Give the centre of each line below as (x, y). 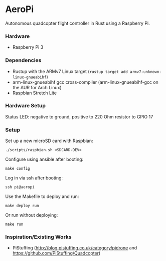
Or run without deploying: (32, 215)
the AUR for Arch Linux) (37, 87)
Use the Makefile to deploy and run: (42, 197)
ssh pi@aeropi (20, 187)
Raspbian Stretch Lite (34, 93)
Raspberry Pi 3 (28, 47)
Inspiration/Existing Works (38, 237)
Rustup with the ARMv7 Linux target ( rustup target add (70, 71)
